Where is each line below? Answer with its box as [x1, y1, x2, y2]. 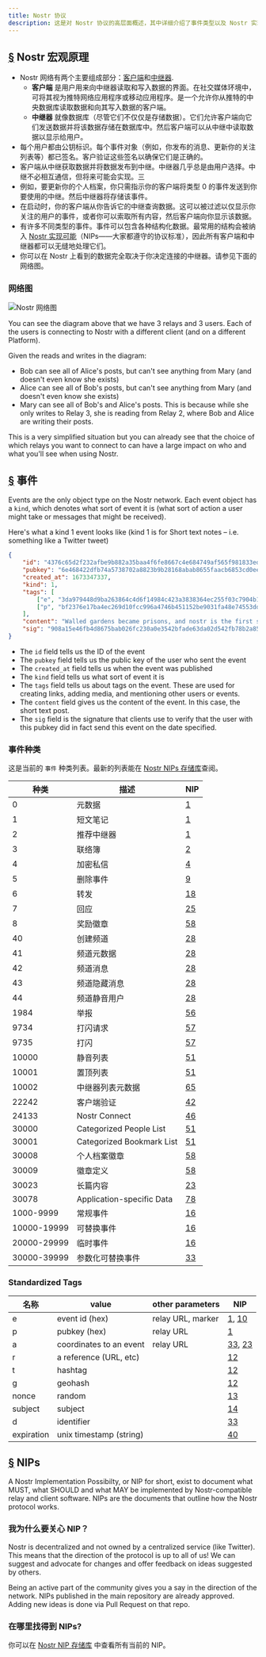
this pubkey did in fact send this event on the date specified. [19, 723, 218, 732]
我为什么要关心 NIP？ [8, 1524, 89, 1535]
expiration [12, 1429, 50, 1440]
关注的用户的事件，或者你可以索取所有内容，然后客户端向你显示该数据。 [19, 212, 256, 221]
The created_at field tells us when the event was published [19, 663, 213, 673]
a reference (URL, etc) [56, 1352, 140, 1363]
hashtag [56, 1364, 88, 1375]
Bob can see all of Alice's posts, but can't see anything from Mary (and [19, 366, 252, 375]
